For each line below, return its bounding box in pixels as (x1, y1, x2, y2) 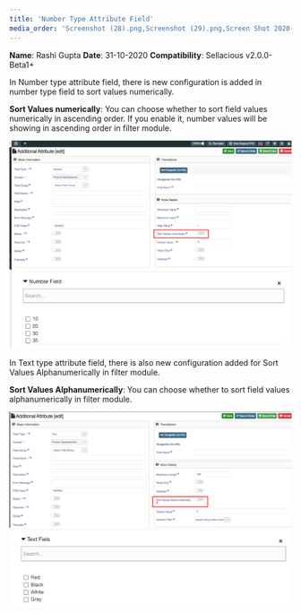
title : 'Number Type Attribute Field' (9, 14, 154, 23)
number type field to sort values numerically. (9, 86, 175, 97)
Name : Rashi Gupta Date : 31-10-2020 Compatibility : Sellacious (9, 49, 244, 60)
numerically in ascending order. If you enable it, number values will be (9, 113, 268, 124)
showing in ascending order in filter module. (9, 122, 172, 134)
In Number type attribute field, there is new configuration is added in (9, 76, 262, 87)
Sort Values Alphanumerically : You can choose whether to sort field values (9, 384, 290, 394)
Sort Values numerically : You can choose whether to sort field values (9, 103, 268, 114)
